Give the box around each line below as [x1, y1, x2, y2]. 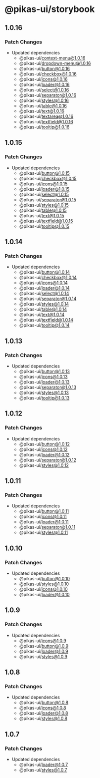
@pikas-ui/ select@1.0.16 [19, 86, 69, 93]
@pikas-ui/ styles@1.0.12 [19, 462, 69, 468]
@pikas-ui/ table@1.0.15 [19, 207, 67, 213]
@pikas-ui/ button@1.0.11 [19, 508, 69, 514]
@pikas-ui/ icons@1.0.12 [19, 446, 68, 452]
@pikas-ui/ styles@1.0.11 [19, 529, 68, 535]
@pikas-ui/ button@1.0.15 [19, 170, 70, 176]
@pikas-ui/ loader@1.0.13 [19, 379, 70, 385]
